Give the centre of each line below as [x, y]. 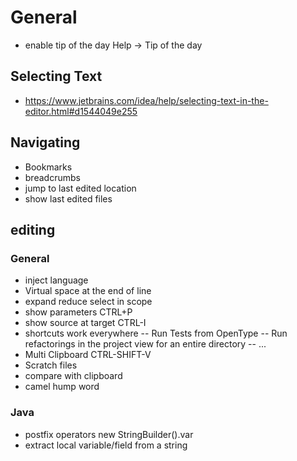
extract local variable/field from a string [106, 445]
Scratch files [51, 365]
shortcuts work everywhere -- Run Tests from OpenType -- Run [156, 333]
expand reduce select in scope [88, 302]
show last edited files [68, 198]
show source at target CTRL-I [85, 323]
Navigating [45, 142]
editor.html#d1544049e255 [81, 111]
